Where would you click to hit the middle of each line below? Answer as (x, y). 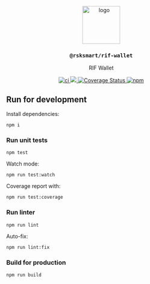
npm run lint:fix (28, 247)
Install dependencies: (33, 114)
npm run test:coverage (35, 197)
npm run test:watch (31, 175)
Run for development (47, 99)
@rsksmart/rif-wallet (101, 55)
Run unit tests (27, 140)
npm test (17, 153)
